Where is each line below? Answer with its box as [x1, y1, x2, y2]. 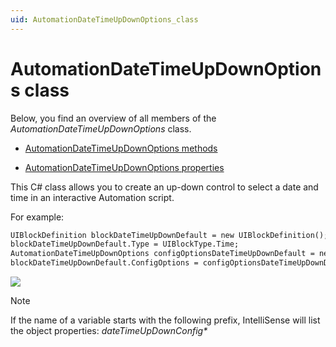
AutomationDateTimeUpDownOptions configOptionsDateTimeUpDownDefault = [10, 249, 315, 259]
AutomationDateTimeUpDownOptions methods [24, 142, 218, 154]
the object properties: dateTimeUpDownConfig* [10, 325, 208, 337]
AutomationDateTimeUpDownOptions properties [24, 161, 225, 173]
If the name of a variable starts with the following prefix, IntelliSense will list [10, 314, 321, 326]
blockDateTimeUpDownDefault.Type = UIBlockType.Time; [10, 239, 240, 250]
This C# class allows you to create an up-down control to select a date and [10, 181, 319, 193]
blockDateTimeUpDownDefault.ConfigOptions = [10, 258, 199, 268]
